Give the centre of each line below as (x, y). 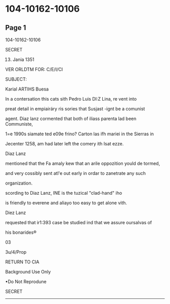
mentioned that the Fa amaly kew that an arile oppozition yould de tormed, (83, 163)
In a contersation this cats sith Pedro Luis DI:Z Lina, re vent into (71, 99)
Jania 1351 (23, 59)
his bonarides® (21, 232)
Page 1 (16, 28)
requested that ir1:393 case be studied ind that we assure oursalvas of (79, 222)
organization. (19, 183)
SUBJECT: (16, 79)
